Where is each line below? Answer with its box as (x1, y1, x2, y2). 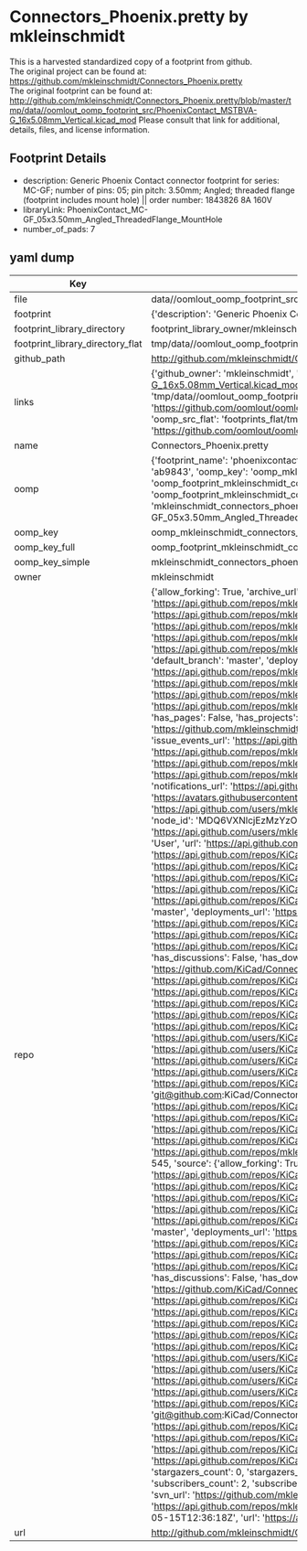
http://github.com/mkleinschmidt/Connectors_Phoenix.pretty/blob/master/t (9, 94, 292, 106)
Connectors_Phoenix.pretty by (9, 6, 249, 27)
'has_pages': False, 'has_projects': (150, 711, 299, 723)
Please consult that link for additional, (138, 114, 281, 125)
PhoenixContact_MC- (67, 204, 149, 215)
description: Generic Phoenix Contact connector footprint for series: (22, 175, 281, 186)
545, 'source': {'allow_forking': (150, 1157, 283, 1170)
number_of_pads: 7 (22, 223, 96, 234)
